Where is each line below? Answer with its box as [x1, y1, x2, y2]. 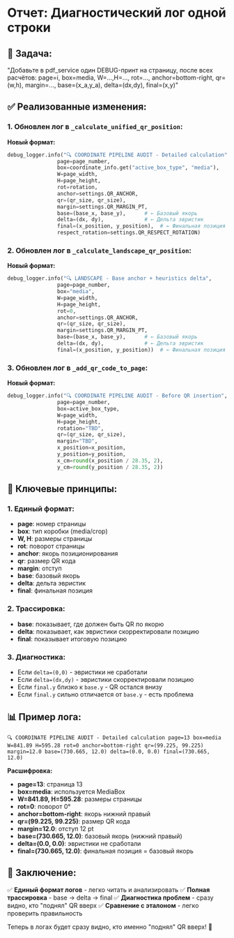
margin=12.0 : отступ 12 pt [17, 824, 94, 833]
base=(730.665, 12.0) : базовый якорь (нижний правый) [17, 832, 182, 840]
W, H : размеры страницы [17, 535, 93, 543]
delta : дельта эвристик [17, 579, 86, 588]
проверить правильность [7, 909, 83, 917]
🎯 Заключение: [7, 867, 77, 879]
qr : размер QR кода [17, 557, 77, 565]
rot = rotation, [56, 184, 98, 191]
